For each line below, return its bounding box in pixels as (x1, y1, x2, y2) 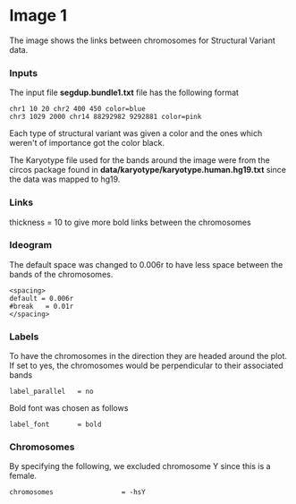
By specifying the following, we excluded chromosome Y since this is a (9, 461, 271, 472)
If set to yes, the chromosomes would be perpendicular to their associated (9, 360, 283, 372)
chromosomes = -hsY (9, 488, 146, 497)
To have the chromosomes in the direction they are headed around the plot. (9, 351, 288, 362)
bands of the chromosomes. (9, 269, 114, 279)
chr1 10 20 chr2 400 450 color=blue (9, 105, 146, 114)
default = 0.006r (9, 294, 74, 303)
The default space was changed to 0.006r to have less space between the (9, 259, 283, 269)
